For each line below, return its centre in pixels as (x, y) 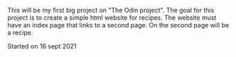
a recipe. (20, 32)
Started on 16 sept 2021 (42, 46)
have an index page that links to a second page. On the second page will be (118, 25)
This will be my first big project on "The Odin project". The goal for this (111, 10)
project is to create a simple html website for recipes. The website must (112, 18)
